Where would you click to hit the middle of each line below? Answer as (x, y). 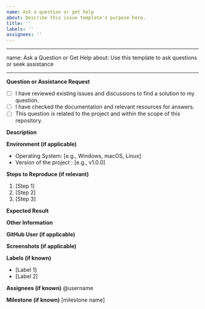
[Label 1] (26, 270)
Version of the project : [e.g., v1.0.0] (60, 163)
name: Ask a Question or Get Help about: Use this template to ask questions (102, 58)
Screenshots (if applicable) (41, 246)
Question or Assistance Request (48, 82)
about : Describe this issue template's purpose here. (76, 18)
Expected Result (27, 211)
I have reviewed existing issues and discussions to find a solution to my (105, 94)
